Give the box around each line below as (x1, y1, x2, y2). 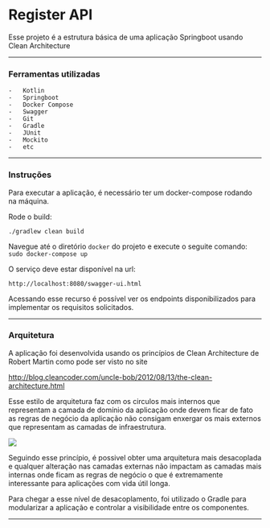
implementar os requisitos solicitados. (8, 302, 134, 311)
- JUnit (8, 129, 42, 138)
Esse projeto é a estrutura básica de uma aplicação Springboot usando (8, 32, 243, 42)
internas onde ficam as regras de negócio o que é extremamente (8, 469, 223, 480)
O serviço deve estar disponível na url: (8, 264, 137, 274)
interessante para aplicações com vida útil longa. (8, 478, 170, 488)
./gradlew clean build (8, 227, 84, 235)
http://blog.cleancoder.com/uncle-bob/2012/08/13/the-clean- (8, 372, 213, 382)
